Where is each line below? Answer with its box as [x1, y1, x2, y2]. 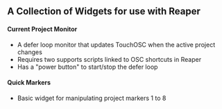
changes [17, 48, 43, 56]
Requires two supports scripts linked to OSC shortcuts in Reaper [17, 55, 202, 63]
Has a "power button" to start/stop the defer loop [17, 62, 158, 71]
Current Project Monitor [7, 24, 78, 33]
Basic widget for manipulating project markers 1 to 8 [17, 94, 166, 102]
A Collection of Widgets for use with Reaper [7, 6, 201, 17]
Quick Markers [7, 78, 51, 87]
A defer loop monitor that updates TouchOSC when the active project [17, 40, 216, 49]
